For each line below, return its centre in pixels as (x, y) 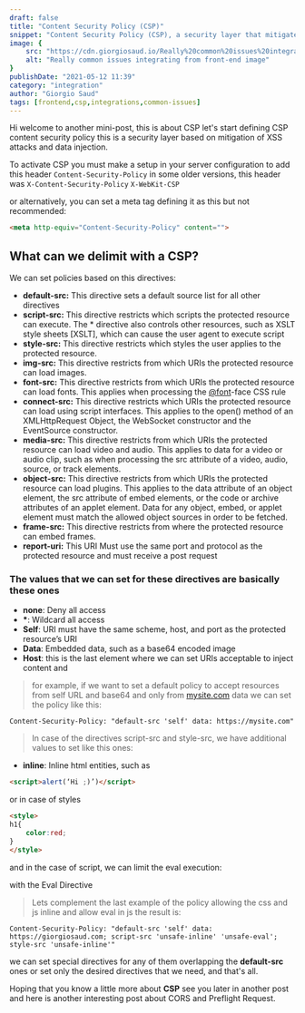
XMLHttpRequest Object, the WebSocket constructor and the (137, 421)
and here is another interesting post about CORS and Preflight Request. (143, 998)
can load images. (54, 373)
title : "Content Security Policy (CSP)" (87, 26)
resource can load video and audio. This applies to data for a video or (152, 450)
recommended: (38, 211)
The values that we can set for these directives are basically (144, 579)
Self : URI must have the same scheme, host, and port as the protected (154, 629)
